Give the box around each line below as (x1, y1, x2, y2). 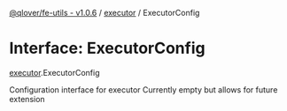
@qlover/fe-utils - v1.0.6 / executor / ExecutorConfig (9, 8, 200, 18)
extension (9, 93, 46, 104)
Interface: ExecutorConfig (9, 39, 206, 58)
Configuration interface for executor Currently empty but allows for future (9, 84, 278, 95)
